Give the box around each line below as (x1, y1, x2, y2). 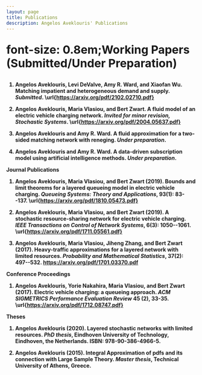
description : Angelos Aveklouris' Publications (6, 20, 128, 26)
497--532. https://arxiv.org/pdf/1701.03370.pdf (14, 259, 139, 266)
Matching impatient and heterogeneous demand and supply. (14, 87, 170, 95)
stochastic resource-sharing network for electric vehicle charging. (14, 215, 186, 222)
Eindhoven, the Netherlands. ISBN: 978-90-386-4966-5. (14, 338, 161, 345)
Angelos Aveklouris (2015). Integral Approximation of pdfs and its (14, 349, 183, 356)
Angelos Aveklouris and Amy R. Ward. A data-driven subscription (14, 148, 183, 156)
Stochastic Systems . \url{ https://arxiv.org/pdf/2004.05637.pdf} (14, 118, 181, 125)
